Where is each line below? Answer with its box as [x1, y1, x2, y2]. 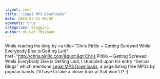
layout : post [5, 7, 32, 12]
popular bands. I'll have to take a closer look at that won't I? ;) [5, 69, 129, 74]
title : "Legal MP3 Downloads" [5, 12, 67, 16]
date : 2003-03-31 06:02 [5, 16, 54, 21]
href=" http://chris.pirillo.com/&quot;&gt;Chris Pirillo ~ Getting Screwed [5, 53, 147, 59]
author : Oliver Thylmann [5, 30, 56, 34]
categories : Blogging [5, 25, 49, 30]
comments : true [5, 20, 36, 26]
